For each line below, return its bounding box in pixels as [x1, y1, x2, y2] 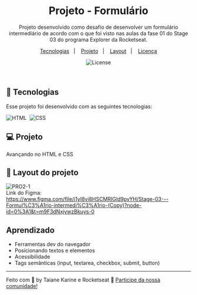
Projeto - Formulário [49, 4, 148, 18]
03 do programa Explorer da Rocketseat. [49, 36, 148, 43]
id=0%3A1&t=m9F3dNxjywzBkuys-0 [6, 208, 95, 215]
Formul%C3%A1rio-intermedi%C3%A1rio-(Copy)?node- [6, 202, 142, 209]
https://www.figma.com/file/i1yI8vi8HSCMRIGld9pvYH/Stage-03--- [6, 196, 169, 203]
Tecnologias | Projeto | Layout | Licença [40, 47, 157, 54]
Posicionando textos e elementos [14, 247, 96, 254]
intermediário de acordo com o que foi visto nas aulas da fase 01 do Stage [8, 29, 189, 36]
